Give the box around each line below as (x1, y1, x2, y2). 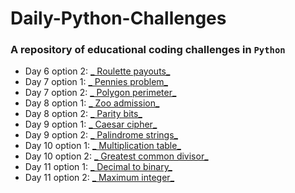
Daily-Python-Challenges (10, 7, 227, 30)
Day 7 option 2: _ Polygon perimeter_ (24, 87, 177, 99)
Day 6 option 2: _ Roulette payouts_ (24, 65, 171, 77)
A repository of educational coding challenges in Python (10, 43, 286, 57)
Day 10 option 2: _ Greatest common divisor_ (24, 150, 209, 162)
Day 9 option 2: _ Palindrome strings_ (24, 129, 178, 141)
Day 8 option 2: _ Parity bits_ (24, 108, 143, 120)
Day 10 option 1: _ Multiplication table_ (24, 140, 182, 152)
